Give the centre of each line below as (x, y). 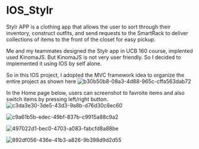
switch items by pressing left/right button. (57, 99)
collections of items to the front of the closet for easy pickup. (81, 39)
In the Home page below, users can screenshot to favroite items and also (96, 93)
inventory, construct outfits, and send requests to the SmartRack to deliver (97, 33)
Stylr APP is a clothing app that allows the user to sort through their (89, 27)
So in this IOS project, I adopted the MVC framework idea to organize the (95, 75)
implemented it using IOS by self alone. (54, 64)
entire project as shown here (41, 81)
